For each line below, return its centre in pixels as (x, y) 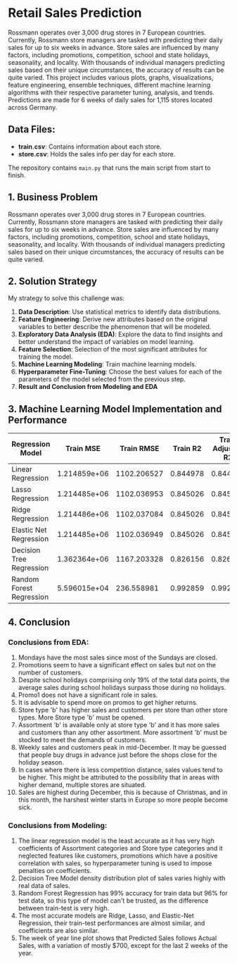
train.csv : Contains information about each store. (90, 147)
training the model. (45, 357)
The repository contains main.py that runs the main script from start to (109, 168)
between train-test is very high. (64, 908)
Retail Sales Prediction (75, 13)
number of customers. (50, 672)
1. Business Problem (53, 198)
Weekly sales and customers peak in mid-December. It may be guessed (122, 747)
